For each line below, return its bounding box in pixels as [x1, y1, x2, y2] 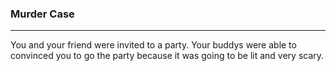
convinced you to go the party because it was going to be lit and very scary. [10, 50, 325, 62]
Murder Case [10, 7, 75, 21]
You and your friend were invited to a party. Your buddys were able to [10, 39, 297, 51]
